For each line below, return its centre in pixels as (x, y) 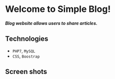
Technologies (27, 39)
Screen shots (26, 71)
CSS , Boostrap (26, 56)
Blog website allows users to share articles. (52, 23)
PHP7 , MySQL (24, 51)
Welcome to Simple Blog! (58, 9)
